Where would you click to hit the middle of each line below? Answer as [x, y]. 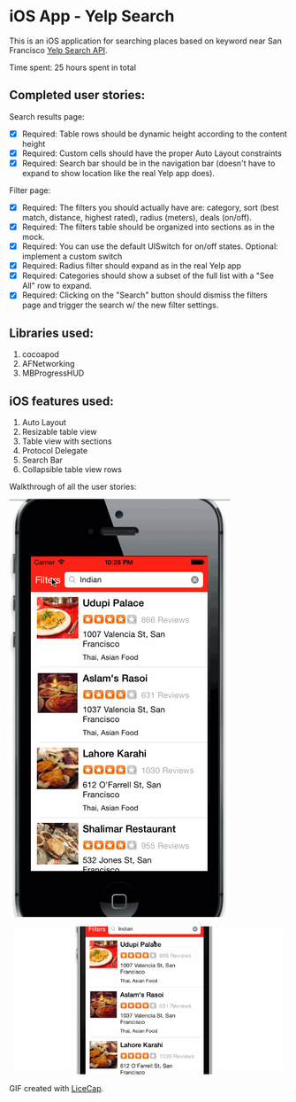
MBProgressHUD [53, 373]
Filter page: [30, 190]
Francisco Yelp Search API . [58, 50]
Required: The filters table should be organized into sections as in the [148, 227]
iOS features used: [62, 401]
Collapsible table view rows [72, 469]
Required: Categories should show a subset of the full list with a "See [148, 275]
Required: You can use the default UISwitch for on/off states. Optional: [150, 246]
